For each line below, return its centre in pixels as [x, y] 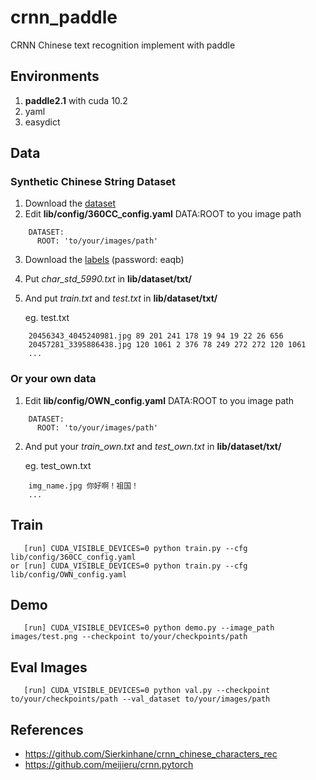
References [47, 729]
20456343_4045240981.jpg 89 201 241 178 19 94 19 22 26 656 [156, 336]
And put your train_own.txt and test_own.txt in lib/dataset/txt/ [153, 446]
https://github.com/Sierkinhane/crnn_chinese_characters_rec [151, 753]
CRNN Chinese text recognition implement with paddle [123, 45]
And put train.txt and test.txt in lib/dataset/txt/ [121, 298]
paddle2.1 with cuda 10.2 [76, 100]
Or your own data [53, 379]
